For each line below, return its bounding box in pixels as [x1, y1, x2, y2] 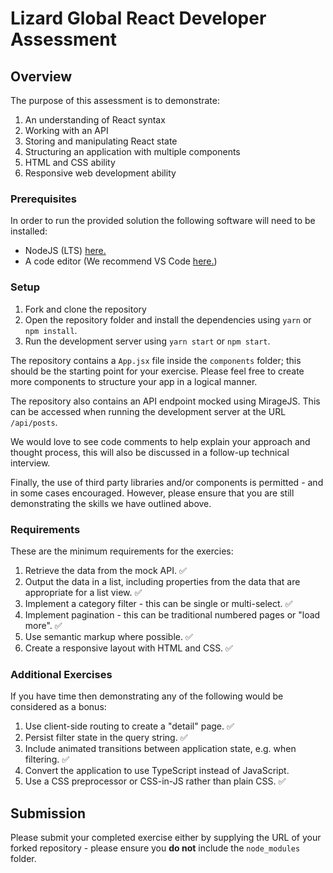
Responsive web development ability [24, 167, 177, 179]
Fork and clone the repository [24, 303, 147, 315]
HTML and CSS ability [24, 157, 116, 168]
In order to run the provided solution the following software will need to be [10, 215, 316, 227]
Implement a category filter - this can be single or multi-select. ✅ [24, 597, 293, 609]
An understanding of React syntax [24, 114, 166, 126]
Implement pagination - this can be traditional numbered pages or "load [24, 608, 321, 621]
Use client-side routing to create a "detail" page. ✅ [24, 720, 235, 732]
